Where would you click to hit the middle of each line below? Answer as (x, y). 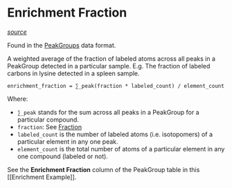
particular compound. (48, 120)
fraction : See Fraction (49, 126)
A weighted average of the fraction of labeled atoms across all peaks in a (111, 58)
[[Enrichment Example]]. (42, 177)
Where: (18, 99)
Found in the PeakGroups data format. (62, 45)
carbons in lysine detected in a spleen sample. (73, 73)
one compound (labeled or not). (63, 156)
